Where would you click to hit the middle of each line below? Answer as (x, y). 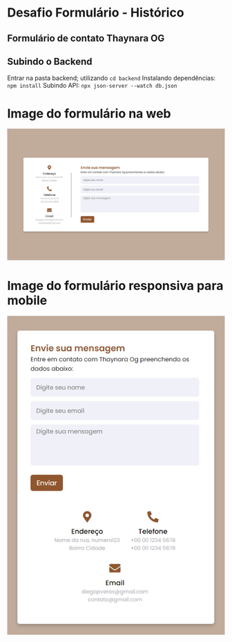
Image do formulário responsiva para (115, 286)
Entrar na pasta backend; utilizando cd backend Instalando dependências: (112, 78)
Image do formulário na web (89, 114)
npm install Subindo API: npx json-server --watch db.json (92, 86)
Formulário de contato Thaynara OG (86, 38)
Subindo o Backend (50, 61)
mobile (27, 301)
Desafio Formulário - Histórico (96, 13)
